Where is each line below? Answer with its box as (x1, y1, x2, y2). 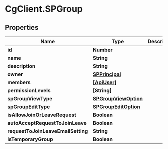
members (7, 79, 31, 86)
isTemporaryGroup (7, 136, 53, 143)
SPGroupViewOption (93, 95, 143, 102)
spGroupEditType (7, 103, 50, 110)
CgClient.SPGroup (5, 3, 83, 15)
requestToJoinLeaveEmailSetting (7, 128, 88, 134)
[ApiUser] (93, 79, 117, 86)
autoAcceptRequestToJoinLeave (7, 120, 87, 126)
